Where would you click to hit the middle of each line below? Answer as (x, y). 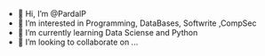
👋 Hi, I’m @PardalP (52, 14)
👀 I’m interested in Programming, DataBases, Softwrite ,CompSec (137, 23)
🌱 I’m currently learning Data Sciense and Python (108, 32)
